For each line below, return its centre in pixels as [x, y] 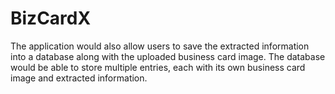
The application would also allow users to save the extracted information [160, 46]
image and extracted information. [79, 78]
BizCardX [51, 18]
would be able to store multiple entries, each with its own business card [158, 67]
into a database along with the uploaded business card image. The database [168, 56]
